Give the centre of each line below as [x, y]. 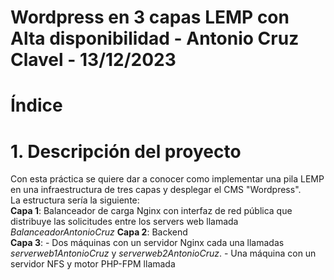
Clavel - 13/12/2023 [93, 60]
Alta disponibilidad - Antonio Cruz [155, 38]
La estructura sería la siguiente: [75, 200]
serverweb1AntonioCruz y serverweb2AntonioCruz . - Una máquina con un [163, 253]
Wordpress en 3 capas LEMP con [150, 17]
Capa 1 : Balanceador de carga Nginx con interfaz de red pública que [151, 211]
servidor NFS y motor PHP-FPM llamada [93, 264]
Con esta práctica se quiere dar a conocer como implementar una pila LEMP [167, 179]
